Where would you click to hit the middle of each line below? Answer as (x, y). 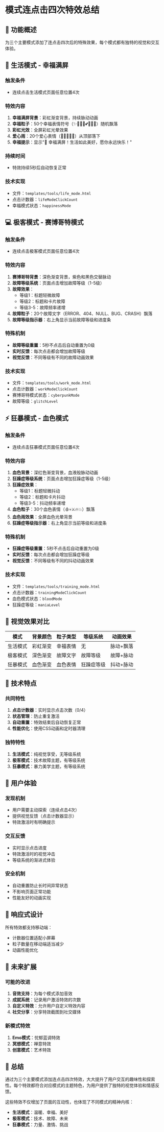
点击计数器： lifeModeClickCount (45, 199)
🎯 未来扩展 (21, 967)
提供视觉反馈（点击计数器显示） (44, 816)
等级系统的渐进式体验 (34, 860)
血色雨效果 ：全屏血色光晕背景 (42, 517)
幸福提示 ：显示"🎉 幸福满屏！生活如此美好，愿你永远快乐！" (72, 142)
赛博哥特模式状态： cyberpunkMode (46, 395)
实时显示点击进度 (29, 847)
